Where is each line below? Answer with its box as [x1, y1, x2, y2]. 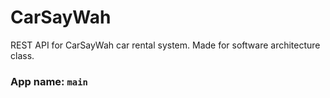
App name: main [10, 74, 88, 88]
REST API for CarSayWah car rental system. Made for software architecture [10, 39, 321, 51]
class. [10, 49, 35, 61]
